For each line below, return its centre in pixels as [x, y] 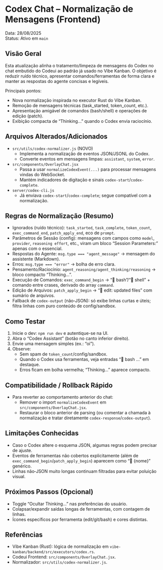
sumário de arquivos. [33, 296]
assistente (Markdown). [36, 259]
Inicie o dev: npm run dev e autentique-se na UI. [60, 333]
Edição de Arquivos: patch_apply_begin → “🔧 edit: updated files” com [82, 290]
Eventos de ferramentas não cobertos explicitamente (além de [75, 456]
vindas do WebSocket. [42, 174]
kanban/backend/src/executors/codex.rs [53, 552]
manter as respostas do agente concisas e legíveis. [57, 81]
